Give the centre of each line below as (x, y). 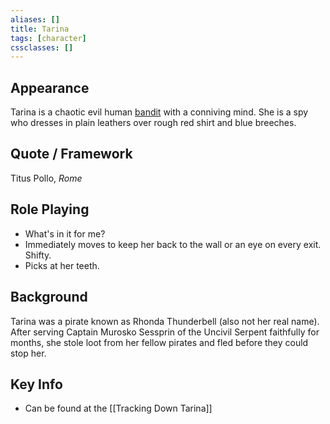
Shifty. (38, 255)
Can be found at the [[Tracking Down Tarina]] (118, 408)
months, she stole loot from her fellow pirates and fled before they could (159, 342)
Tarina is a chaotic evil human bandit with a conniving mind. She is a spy (159, 112)
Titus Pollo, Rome (46, 178)
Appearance (50, 87)
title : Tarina (40, 29)
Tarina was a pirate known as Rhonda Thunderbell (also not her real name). (165, 321)
